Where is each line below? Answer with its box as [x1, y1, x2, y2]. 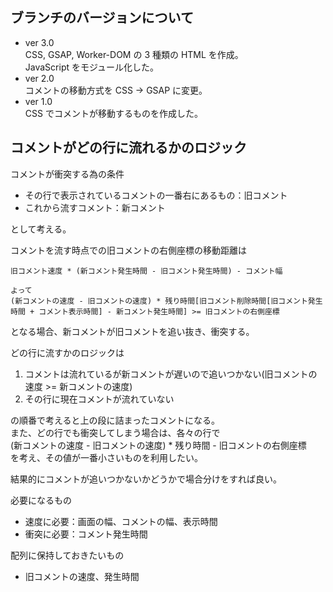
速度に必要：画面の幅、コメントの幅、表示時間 [24, 515, 218, 527]
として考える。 [10, 223, 72, 235]
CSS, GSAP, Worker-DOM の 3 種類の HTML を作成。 [24, 48, 244, 60]
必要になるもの [10, 494, 72, 506]
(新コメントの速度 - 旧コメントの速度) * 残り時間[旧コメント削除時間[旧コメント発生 [10, 296, 323, 306]
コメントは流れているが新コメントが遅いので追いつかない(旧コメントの [24, 368, 318, 380]
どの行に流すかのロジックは [10, 346, 125, 358]
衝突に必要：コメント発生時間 [24, 528, 148, 540]
